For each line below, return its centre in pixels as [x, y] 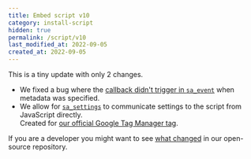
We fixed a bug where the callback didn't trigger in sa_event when [127, 90]
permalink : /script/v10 [47, 37]
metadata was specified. [60, 98]
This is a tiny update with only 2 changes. [76, 74]
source [20, 147]
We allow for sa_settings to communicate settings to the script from [131, 106]
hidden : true [30, 30]
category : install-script [51, 23]
